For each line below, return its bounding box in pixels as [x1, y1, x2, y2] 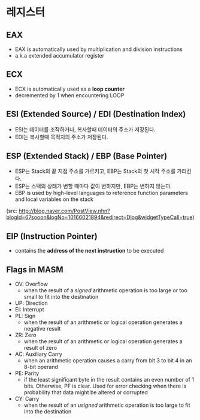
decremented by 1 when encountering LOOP [14, 91, 125, 99]
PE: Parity [14, 370, 40, 377]
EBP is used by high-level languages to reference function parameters [14, 190, 189, 197]
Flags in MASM [6, 265, 64, 275]
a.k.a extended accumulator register [14, 52, 105, 59]
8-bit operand [23, 364, 59, 371]
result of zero [23, 344, 57, 352]
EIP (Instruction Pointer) [6, 231, 98, 241]
